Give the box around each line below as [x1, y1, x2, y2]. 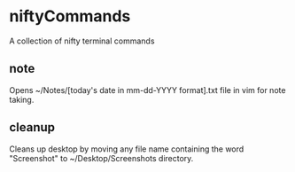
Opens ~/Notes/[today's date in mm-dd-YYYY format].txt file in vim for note [9, 84, 286, 95]
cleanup [9, 120, 56, 135]
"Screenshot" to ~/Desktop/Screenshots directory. [9, 152, 194, 163]
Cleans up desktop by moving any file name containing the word [9, 144, 245, 154]
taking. [9, 94, 35, 105]
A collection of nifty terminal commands [9, 35, 155, 46]
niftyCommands [9, 6, 131, 27]
